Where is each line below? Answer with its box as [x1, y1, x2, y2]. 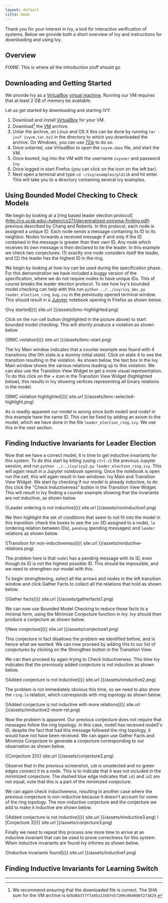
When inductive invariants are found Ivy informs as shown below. [5, 840, 139, 846]
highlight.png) [5, 399, 34, 405]
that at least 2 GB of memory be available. [5, 97, 91, 103]
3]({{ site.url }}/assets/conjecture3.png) [30, 820, 112, 826]
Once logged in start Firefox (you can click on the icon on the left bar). [12, 166, 157, 172]
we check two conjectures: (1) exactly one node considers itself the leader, [5, 250, 159, 256]
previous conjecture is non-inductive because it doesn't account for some [5, 794, 158, 800]
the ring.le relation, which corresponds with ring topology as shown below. [5, 692, 161, 698]
